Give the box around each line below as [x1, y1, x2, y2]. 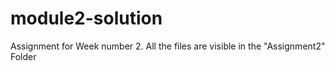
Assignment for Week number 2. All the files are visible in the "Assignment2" [10, 40, 326, 52]
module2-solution [10, 7, 163, 30]
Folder [10, 50, 37, 62]
